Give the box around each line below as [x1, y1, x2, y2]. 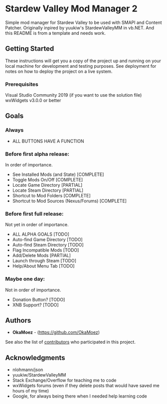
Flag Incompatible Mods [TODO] [12, 247, 79, 253]
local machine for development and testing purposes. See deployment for [5, 63, 157, 69]
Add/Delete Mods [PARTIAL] [12, 253, 71, 259]
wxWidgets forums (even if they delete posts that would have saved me [12, 383, 160, 389]
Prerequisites [5, 81, 38, 88]
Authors [5, 316, 31, 325]
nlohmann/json [12, 367, 43, 373]
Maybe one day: [5, 275, 45, 282]
